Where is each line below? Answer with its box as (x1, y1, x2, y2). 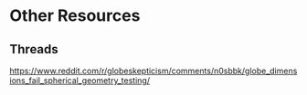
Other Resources (9, 5, 141, 26)
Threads (9, 42, 59, 57)
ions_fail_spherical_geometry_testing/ (9, 75, 151, 86)
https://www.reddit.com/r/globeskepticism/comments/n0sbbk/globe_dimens (9, 65, 298, 76)
